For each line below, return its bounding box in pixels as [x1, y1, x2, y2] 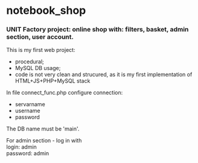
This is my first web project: [6, 46, 75, 54]
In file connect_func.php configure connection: [6, 89, 123, 97]
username [14, 107, 40, 115]
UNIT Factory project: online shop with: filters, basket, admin [6, 25, 189, 34]
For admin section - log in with [6, 137, 82, 144]
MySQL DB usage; [14, 65, 61, 72]
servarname [14, 101, 45, 108]
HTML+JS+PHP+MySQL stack [14, 77, 91, 85]
